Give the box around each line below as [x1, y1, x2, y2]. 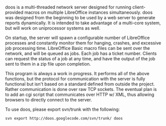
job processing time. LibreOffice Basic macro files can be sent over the [5, 45, 150, 51]
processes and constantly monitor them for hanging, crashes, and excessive [5, 40, 162, 46]
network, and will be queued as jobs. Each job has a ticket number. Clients [5, 50, 157, 56]
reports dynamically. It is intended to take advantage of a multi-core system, [5, 20, 161, 26]
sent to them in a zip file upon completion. [5, 61, 91, 67]
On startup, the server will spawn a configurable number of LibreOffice [5, 35, 150, 41]
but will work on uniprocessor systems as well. [5, 25, 101, 31]
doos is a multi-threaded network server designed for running [5, 4, 131, 10]
